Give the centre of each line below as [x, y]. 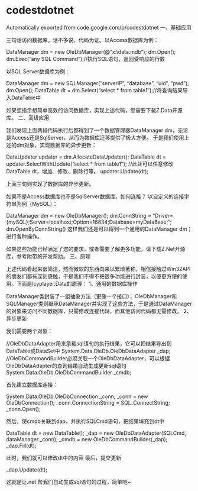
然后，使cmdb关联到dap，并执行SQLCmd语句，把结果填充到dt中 [85, 421]
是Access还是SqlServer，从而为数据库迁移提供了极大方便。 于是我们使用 [95, 137]
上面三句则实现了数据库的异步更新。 [50, 183]
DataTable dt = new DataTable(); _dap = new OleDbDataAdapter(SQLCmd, [96, 433]
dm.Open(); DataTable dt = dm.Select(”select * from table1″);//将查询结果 [95, 90]
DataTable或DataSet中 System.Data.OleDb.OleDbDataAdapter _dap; [88, 351]
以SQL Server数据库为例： [38, 71]
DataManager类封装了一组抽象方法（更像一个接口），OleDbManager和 [92, 296]
